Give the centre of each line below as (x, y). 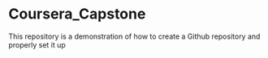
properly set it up (37, 44)
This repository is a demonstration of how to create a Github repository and (134, 36)
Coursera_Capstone (77, 14)
